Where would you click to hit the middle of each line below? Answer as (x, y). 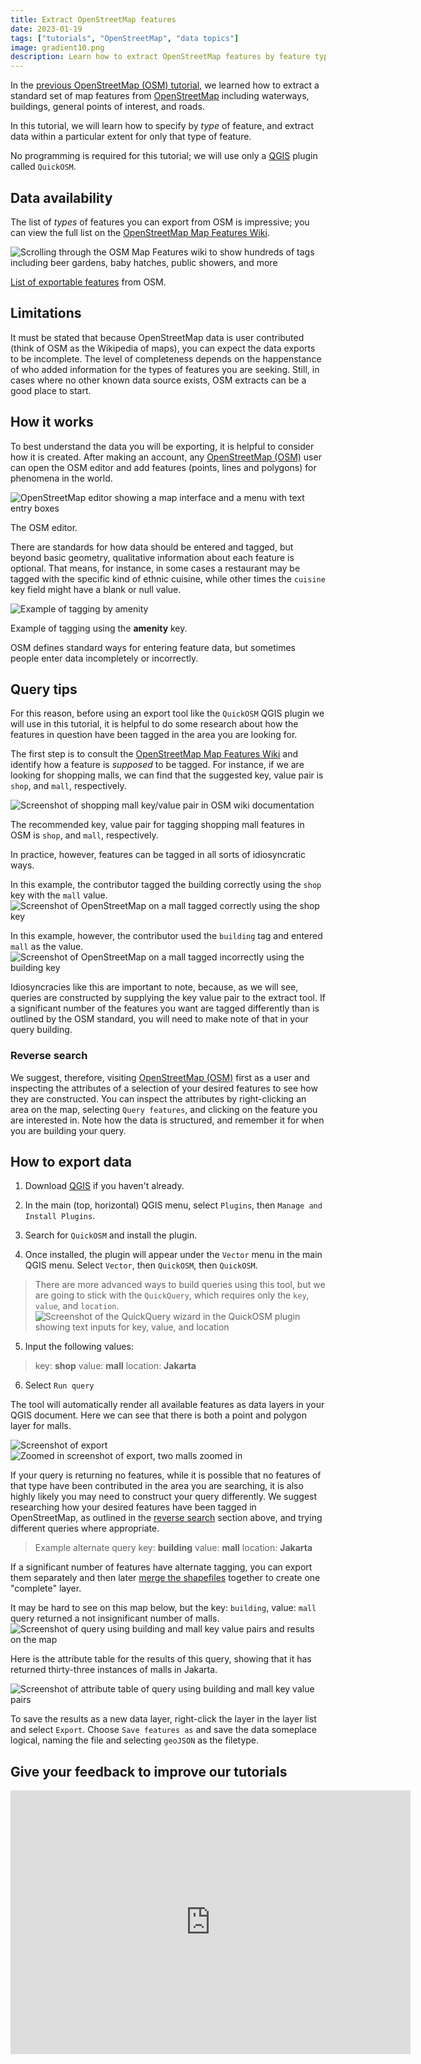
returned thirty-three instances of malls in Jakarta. (114, 1670)
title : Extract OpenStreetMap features (93, 19)
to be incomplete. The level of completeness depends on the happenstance (166, 358)
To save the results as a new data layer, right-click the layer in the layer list (163, 1719)
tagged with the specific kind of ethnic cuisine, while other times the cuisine (168, 578)
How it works (52, 422)
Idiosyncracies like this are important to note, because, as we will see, (154, 987)
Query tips (44, 689)
